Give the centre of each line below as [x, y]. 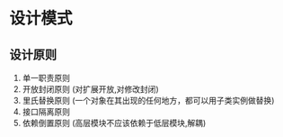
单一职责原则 [46, 78]
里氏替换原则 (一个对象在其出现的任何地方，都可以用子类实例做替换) [148, 100]
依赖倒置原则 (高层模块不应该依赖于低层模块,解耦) [114, 123]
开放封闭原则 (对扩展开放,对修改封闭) [90, 89]
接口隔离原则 [46, 112]
